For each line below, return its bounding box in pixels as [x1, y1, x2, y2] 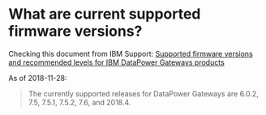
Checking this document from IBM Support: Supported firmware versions [8, 49, 253, 58]
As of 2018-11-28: [8, 73, 67, 83]
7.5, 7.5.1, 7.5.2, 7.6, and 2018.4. [28, 97, 131, 107]
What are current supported [8, 5, 201, 23]
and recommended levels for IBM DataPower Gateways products [8, 57, 225, 67]
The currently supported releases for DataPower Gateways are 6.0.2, [28, 88, 260, 98]
